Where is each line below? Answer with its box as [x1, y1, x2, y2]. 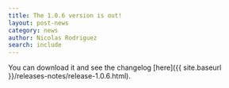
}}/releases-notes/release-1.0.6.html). [8, 71, 131, 81]
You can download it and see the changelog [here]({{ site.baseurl [8, 63, 222, 72]
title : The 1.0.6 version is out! [8, 11, 123, 20]
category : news [8, 26, 59, 34]
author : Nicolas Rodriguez [8, 33, 97, 42]
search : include [8, 41, 62, 49]
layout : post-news [8, 19, 69, 27]
